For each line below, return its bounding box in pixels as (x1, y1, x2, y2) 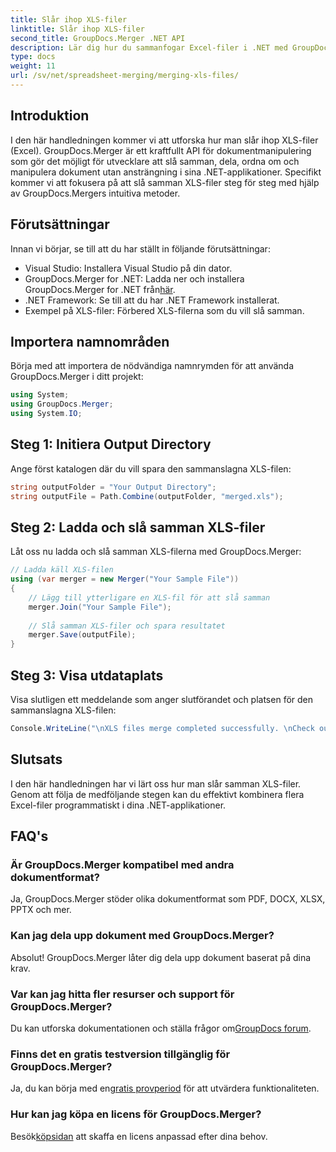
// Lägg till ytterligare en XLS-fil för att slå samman (28, 592, 271, 603)
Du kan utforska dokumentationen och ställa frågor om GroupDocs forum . (10, 1022, 312, 1034)
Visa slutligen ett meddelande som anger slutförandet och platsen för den (10, 694, 314, 705)
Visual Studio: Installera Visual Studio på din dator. (24, 262, 233, 274)
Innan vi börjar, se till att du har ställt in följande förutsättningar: (10, 242, 271, 255)
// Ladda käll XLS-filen (10, 565, 114, 575)
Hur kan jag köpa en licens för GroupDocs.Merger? (10, 1107, 262, 1121)
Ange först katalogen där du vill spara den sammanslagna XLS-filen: (10, 462, 292, 475)
